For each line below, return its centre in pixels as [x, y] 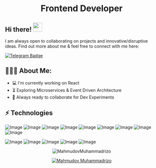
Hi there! [18, 29]
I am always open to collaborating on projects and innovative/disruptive [77, 41]
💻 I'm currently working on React [46, 83]
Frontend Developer [82, 8]
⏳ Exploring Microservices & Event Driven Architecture [67, 90]
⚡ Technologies [29, 113]
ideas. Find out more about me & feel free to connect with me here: [72, 46]
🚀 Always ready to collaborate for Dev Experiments [63, 97]
